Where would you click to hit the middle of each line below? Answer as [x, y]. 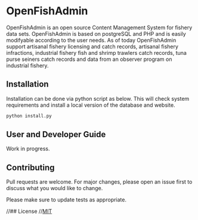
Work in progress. [28, 149]
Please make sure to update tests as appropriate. [66, 200]
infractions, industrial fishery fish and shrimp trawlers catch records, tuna [96, 52]
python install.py [29, 116]
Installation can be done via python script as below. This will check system [98, 98]
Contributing [30, 167]
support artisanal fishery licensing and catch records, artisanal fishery [92, 47]
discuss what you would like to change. [55, 188]
